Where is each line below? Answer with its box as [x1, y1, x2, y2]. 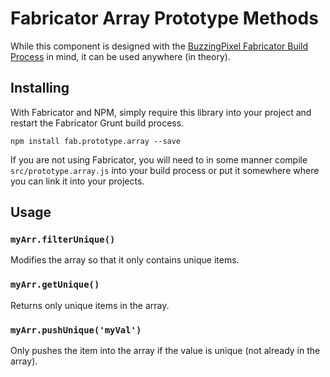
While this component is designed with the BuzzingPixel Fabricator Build [10, 40, 309, 52]
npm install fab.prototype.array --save [10, 136, 182, 146]
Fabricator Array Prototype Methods [10, 7, 319, 30]
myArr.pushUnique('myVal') [10, 324, 142, 336]
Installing [10, 80, 70, 97]
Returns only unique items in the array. [10, 299, 170, 311]
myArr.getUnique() [10, 279, 100, 291]
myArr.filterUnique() [10, 234, 116, 246]
